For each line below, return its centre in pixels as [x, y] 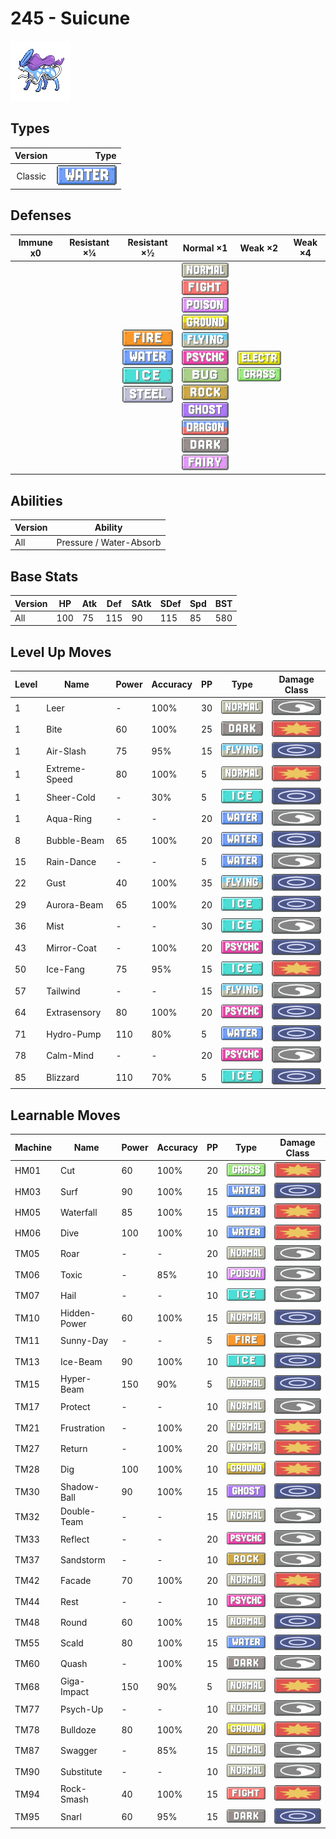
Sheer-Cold [71, 797]
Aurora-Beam [75, 904]
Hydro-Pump [74, 1034]
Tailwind [63, 991]
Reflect [74, 1539]
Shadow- [79, 1486]
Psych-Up [81, 1709]
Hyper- [75, 1379]
